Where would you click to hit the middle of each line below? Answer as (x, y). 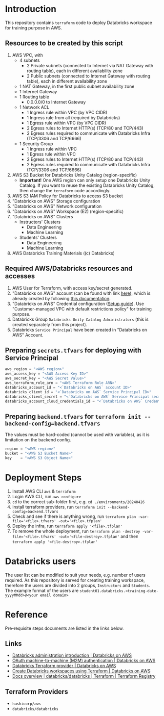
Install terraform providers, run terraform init (59, 507)
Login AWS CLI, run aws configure (47, 496)
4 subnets (30, 60)
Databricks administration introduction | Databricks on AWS (72, 655)
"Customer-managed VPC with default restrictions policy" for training (82, 309)
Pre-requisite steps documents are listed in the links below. (64, 628)
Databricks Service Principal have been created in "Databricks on (80, 330)
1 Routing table (34, 97)
